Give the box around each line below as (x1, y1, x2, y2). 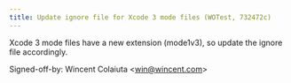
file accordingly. (9, 46, 68, 57)
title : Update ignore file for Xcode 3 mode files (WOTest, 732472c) (9, 12, 272, 22)
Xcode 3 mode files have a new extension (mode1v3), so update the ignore (9, 37, 283, 48)
